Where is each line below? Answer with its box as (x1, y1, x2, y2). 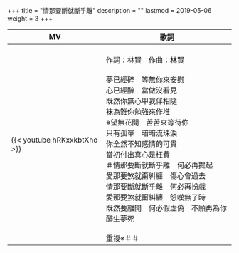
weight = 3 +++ (7, 14, 53, 23)
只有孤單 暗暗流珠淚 (105, 128, 178, 138)
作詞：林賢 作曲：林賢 (105, 56, 185, 65)
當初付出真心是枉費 (105, 150, 171, 159)
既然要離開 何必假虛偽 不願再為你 (105, 203, 228, 212)
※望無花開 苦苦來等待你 (105, 118, 189, 127)
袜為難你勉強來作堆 (105, 107, 171, 116)
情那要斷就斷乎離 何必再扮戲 (105, 182, 206, 191)
